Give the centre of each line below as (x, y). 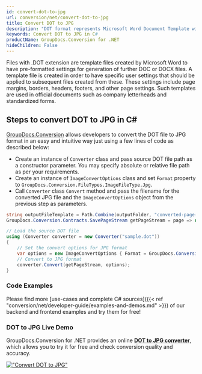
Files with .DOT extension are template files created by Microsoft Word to (97, 62)
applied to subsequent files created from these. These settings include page (101, 81)
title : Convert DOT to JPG (40, 23)
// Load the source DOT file (43, 231)
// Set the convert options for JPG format (72, 248)
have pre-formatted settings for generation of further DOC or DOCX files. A (99, 69)
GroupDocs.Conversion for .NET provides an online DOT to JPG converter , (99, 340)
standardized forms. (31, 101)
